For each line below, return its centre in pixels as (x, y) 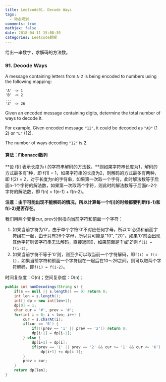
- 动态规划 (19, 19)
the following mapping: (28, 82)
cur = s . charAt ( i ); (43, 319)
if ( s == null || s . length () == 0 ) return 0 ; (61, 291)
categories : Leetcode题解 (31, 38)
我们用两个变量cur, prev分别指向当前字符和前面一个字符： (64, 219)
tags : (11, 14)
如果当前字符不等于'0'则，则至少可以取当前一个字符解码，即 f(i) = (80, 255)
